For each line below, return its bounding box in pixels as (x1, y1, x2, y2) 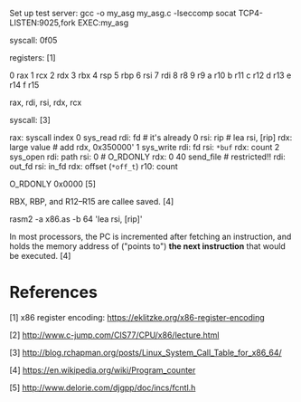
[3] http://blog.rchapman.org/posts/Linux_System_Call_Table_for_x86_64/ (9, 347, 282, 358)
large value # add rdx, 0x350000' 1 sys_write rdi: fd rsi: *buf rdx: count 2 (9, 142, 280, 152)
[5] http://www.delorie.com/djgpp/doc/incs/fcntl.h (9, 382, 196, 393)
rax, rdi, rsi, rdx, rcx (9, 97, 82, 108)
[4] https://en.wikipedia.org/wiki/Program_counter (9, 364, 196, 375)
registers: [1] (9, 53, 56, 62)
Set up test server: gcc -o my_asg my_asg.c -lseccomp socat (9, 8, 237, 18)
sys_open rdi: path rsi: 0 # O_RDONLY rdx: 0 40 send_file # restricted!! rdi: (9, 151, 287, 162)
